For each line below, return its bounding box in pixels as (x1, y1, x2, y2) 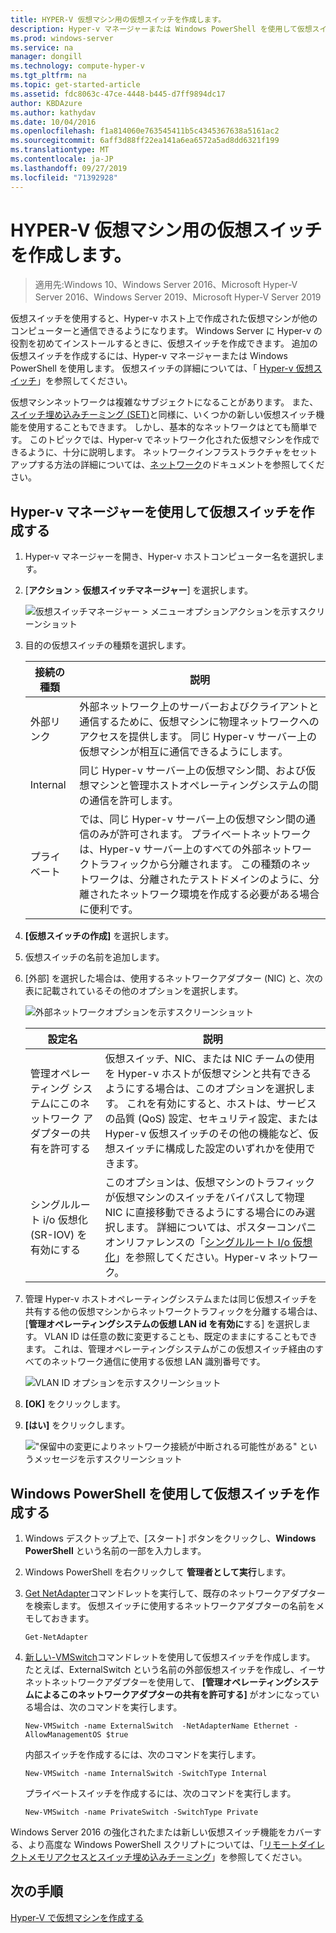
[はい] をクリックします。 (24, 1419, 130, 1431)
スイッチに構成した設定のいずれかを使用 (114, 1142, 306, 1156)
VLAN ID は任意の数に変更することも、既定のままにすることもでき (44, 1331, 318, 1343)
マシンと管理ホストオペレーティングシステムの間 (89, 779, 319, 793)
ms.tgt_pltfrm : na (10, 71, 87, 81)
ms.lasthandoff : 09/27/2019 (10, 163, 128, 173)
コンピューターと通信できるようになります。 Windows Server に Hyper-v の (10, 325, 323, 337)
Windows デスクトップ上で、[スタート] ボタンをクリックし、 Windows (24, 1532, 317, 1545)
